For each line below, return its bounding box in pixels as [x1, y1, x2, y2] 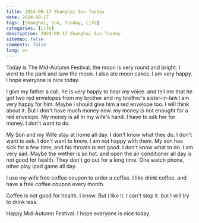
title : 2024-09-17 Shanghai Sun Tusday [6, 8, 105, 15]
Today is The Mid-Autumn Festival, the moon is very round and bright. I [6, 64, 181, 71]
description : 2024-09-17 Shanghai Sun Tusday [6, 31, 121, 37]
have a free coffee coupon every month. [6, 180, 105, 187]
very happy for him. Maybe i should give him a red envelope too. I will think [6, 100, 189, 108]
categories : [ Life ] [6, 25, 55, 32]
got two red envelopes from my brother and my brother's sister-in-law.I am [6, 94, 189, 101]
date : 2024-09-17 [6, 14, 49, 20]
